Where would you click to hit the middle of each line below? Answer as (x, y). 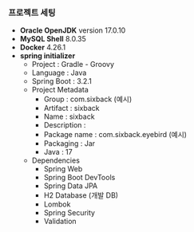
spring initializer (48, 56)
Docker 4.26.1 (43, 47)
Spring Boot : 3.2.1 (61, 81)
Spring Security (69, 213)
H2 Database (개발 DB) (81, 195)
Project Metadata (60, 90)
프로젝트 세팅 (32, 12)
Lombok (57, 204)
